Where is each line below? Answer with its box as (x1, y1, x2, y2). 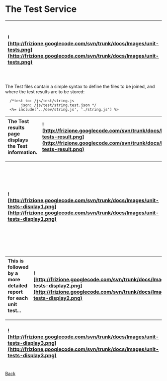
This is (7, 257, 24, 264)
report (7, 288, 23, 295)
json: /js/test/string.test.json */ (20, 103, 97, 108)
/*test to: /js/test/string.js (9, 98, 75, 103)
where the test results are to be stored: (5, 88, 85, 95)
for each (7, 294, 28, 301)
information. (7, 149, 37, 156)
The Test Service (5, 3, 77, 15)
